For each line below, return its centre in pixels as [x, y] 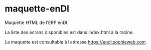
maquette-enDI [37, 9]
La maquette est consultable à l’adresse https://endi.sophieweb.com [75, 42]
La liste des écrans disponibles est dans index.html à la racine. [69, 32]
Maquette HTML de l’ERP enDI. [37, 22]
